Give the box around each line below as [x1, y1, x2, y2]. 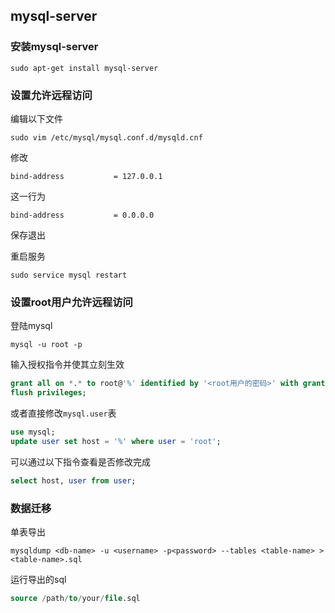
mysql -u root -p [10, 340, 83, 350]
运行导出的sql [10, 573, 67, 585]
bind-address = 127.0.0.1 [10, 171, 163, 181]
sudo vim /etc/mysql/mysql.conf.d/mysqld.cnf [10, 132, 203, 143]
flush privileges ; [10, 388, 87, 398]
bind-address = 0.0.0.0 [10, 210, 155, 220]
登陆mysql [10, 320, 53, 332]
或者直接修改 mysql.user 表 [10, 407, 117, 419]
